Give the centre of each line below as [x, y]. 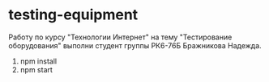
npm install [38, 61]
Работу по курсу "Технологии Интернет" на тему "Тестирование [120, 37]
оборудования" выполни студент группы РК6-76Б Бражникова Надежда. [135, 45]
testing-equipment [73, 15]
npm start [36, 69]
